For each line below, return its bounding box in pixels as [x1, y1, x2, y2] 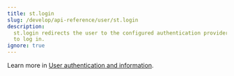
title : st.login [7, 10, 54, 17]
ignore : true [7, 42, 45, 49]
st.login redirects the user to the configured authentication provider [13, 29, 229, 37]
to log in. [13, 36, 45, 43]
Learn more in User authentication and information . [7, 61, 155, 69]
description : [7, 23, 45, 30]
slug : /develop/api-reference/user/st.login [7, 17, 139, 23]
